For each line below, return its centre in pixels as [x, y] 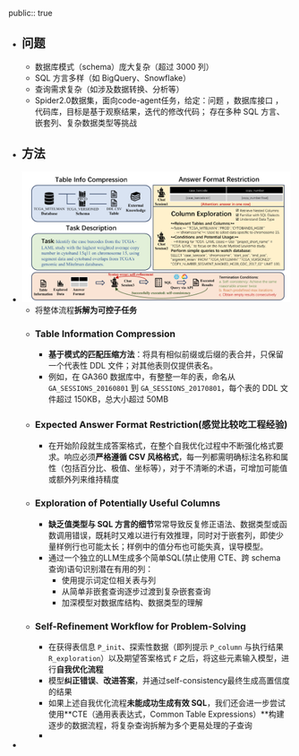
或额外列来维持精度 [84, 480]
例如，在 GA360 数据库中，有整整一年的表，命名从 [142, 377]
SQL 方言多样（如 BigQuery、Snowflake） [113, 78]
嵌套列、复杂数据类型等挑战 [86, 122]
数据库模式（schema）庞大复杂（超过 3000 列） [124, 66]
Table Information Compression [105, 334]
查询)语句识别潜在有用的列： [101, 569]
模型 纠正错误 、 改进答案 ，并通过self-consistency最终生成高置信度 [169, 681]
